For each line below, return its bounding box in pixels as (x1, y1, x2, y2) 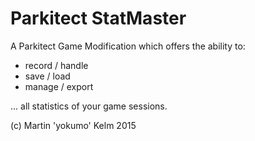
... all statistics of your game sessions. (10, 100, 168, 112)
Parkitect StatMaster (10, 7, 187, 30)
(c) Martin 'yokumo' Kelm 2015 (10, 119, 137, 131)
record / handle (24, 59, 89, 71)
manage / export (24, 80, 94, 92)
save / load (24, 70, 71, 82)
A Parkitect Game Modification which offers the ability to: (10, 40, 246, 52)
